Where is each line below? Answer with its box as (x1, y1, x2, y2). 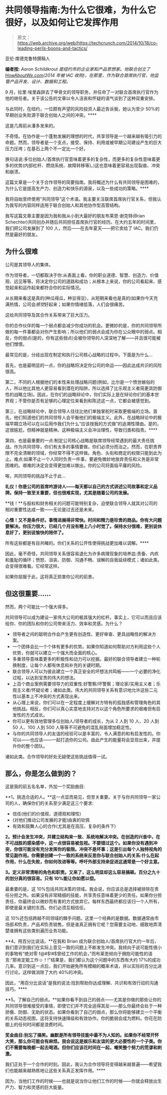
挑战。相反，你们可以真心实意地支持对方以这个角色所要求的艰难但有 (16, 706, 157, 712)
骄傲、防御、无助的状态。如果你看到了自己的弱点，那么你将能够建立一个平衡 (5, 1009, 162, 1015)
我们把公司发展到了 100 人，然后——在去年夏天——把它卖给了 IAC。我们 (5, 225, 154, 231)
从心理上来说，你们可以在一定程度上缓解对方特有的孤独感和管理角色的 (12, 699, 157, 705)
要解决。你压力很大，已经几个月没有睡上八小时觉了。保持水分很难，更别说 (5, 523, 158, 529)
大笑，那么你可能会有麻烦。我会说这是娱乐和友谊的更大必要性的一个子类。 (5, 1038, 158, 1044)
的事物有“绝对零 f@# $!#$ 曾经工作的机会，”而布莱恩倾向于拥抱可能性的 (5, 951, 148, 957)
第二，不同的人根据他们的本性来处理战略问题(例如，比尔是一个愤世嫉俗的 (5, 379, 155, 385)
